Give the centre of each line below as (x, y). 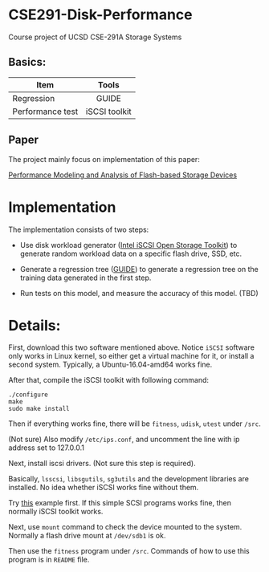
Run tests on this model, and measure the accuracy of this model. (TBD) (139, 293)
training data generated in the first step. (86, 278)
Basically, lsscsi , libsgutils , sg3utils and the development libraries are (128, 479)
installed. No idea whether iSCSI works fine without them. (104, 488)
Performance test (45, 112)
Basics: (27, 62)
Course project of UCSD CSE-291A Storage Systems (95, 37)
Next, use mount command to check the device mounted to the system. (125, 527)
